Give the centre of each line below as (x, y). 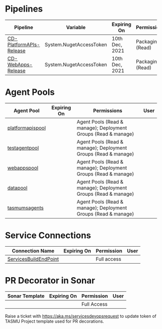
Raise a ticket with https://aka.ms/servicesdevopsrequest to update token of (81, 316)
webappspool (23, 168)
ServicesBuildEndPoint (33, 259)
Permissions (108, 110)
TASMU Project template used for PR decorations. (55, 321)
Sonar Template (26, 296)
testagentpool (23, 148)
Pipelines (24, 9)
